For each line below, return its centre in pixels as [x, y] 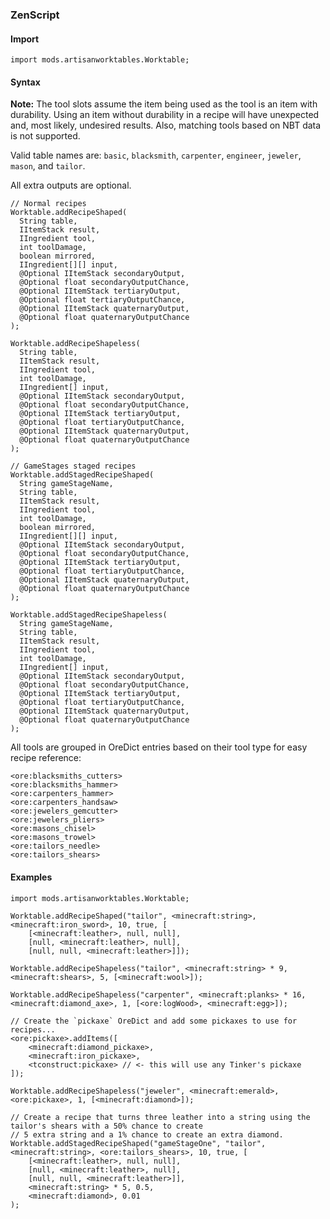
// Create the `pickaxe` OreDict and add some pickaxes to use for [154, 1021]
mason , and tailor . [48, 166]
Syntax [25, 82]
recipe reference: [46, 758]
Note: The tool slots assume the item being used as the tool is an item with [164, 104]
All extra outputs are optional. [71, 185]
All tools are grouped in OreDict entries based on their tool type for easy [159, 747]
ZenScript [35, 15]
